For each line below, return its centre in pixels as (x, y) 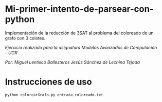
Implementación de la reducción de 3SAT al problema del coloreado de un (79, 33)
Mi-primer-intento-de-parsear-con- (80, 9)
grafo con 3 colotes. (25, 38)
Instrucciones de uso (49, 82)
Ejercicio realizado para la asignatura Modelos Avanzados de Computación (81, 47)
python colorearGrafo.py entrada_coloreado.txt (54, 95)
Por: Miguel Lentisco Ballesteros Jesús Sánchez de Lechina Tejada (72, 62)
